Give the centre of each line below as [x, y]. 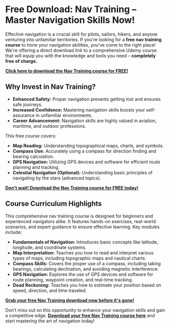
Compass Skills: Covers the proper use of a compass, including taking [87, 263]
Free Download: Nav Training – [71, 9]
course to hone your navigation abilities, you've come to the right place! [80, 45]
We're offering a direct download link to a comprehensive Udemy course [81, 50]
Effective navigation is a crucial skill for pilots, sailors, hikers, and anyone [81, 34]
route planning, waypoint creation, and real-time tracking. [73, 279]
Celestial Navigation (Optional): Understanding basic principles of [83, 172]
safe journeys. [27, 104]
